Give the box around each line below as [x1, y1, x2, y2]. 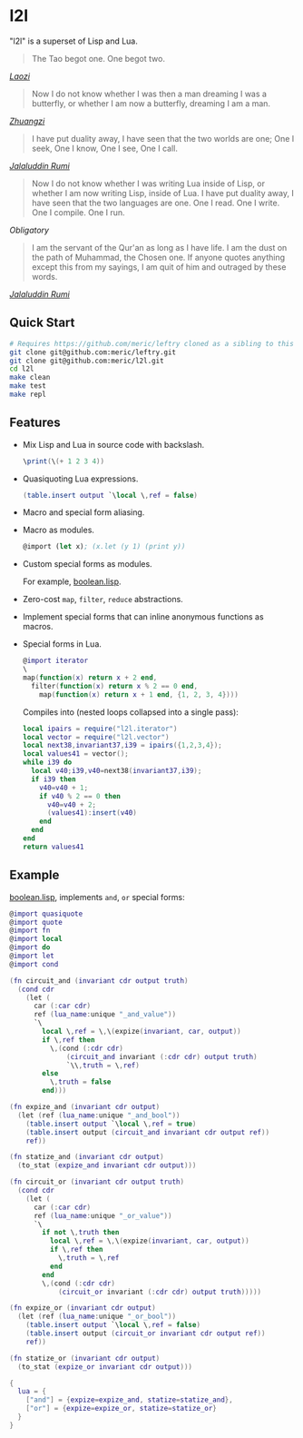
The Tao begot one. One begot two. [31, 53, 166, 64]
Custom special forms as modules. [22, 559, 152, 570]
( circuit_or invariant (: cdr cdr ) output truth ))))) [57, 1287, 261, 1296]
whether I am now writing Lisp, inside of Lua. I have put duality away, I [31, 187, 295, 198]
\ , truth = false [49, 1077, 112, 1086]
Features [9, 415, 61, 431]
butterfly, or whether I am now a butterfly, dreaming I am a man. [31, 97, 270, 109]
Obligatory [9, 224, 50, 235]
